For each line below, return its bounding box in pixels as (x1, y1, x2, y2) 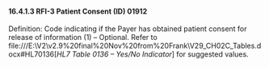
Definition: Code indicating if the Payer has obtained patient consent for (8, 24, 248, 33)
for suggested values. (176, 49, 249, 59)
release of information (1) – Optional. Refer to (8, 33, 158, 42)
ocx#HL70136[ (8, 49, 57, 59)
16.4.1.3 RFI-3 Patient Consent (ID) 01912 (8, 6, 148, 16)
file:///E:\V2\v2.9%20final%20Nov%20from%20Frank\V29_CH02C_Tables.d (8, 41, 262, 51)
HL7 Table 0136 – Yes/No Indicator (56, 49, 172, 59)
